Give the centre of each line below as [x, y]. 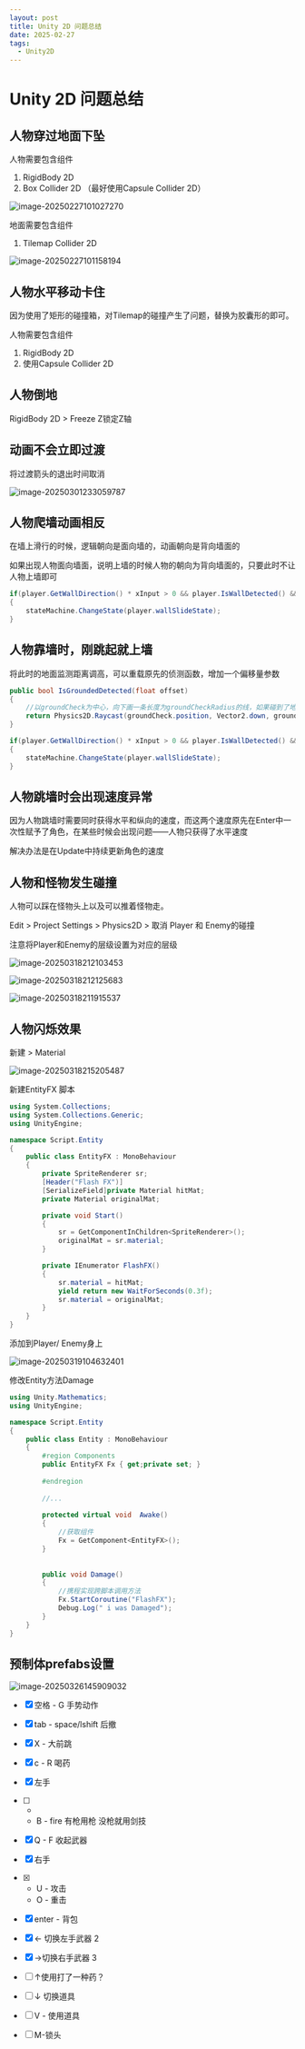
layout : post [34, 18]
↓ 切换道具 [54, 1996]
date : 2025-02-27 [42, 35]
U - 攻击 [51, 1889]
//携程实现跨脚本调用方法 [99, 1591]
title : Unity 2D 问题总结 [56, 26]
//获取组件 [75, 1532]
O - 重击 [51, 1900]
